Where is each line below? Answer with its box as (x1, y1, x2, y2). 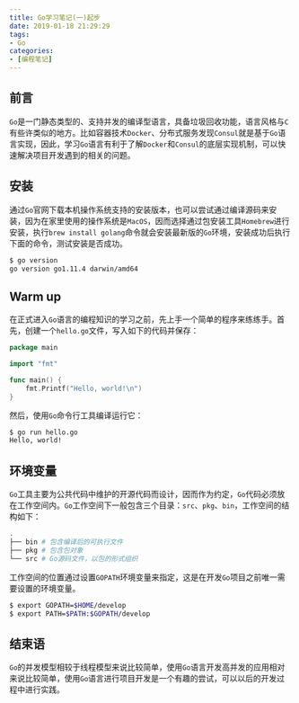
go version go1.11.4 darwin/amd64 (9, 264, 139, 273)
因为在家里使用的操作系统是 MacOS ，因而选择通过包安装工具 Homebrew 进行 (24, 215, 290, 226)
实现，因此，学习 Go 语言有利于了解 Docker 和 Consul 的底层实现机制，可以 (16, 138, 278, 149)
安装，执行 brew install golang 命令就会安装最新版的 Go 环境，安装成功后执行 (9, 227, 291, 237)
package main (9, 343, 58, 352)
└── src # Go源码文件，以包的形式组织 (9, 554, 138, 563)
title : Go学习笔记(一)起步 (9, 13, 101, 22)
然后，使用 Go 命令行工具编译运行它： (9, 410, 144, 421)
